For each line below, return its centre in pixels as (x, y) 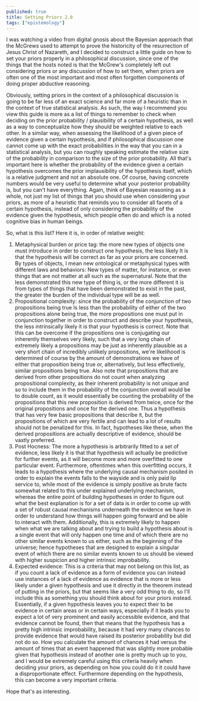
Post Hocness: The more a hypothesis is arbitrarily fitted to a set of (97, 447)
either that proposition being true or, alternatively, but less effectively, (100, 364)
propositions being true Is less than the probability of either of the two (100, 308)
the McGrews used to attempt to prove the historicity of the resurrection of (97, 46)
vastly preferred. (35, 440)
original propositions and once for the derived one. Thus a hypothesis (100, 409)
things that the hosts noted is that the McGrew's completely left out (89, 65)
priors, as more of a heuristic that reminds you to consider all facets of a (94, 203)
